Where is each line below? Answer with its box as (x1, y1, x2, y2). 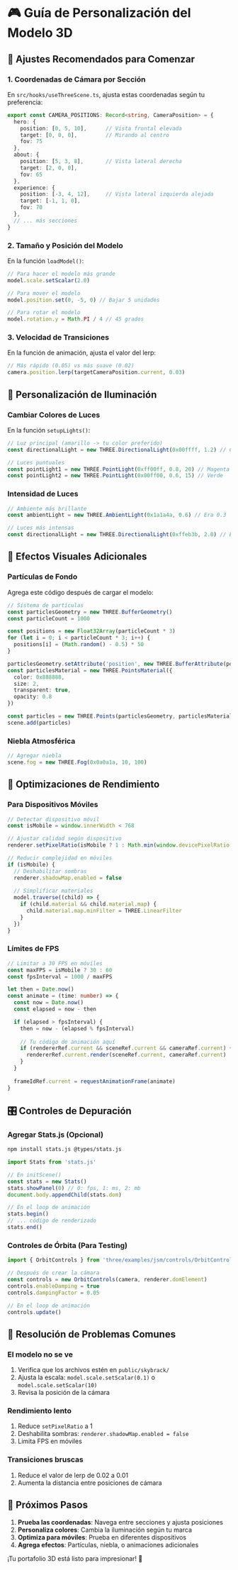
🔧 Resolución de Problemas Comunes (7, 1328, 176, 1340)
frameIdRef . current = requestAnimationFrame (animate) (13, 1078, 176, 1085)
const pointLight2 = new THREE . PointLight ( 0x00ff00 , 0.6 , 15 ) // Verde (7, 472, 223, 479)
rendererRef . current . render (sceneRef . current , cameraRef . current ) (25, 1052, 227, 1059)
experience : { (13, 184, 55, 191)
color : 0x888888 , (13, 674, 65, 681)
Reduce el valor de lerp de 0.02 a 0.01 (17, 1471, 129, 1479)
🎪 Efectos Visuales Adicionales (7, 550, 147, 563)
